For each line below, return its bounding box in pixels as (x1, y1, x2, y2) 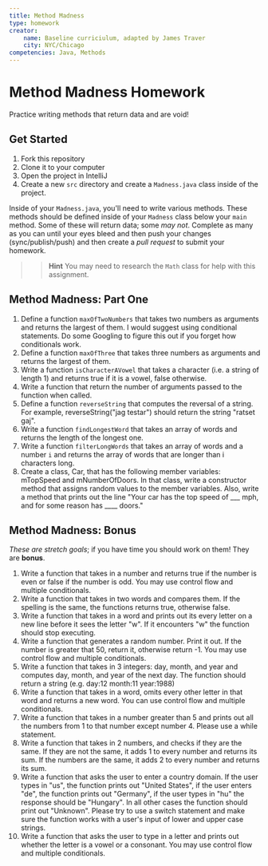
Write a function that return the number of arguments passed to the (20, 382, 242, 391)
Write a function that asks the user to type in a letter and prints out (20, 832, 239, 841)
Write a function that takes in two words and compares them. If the (20, 594, 241, 603)
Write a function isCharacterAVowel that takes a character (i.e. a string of (20, 365, 260, 374)
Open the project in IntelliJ (20, 171, 108, 180)
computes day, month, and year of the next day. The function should (20, 670, 246, 680)
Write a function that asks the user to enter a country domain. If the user (20, 772, 258, 782)
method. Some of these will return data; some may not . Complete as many (9, 220, 254, 230)
